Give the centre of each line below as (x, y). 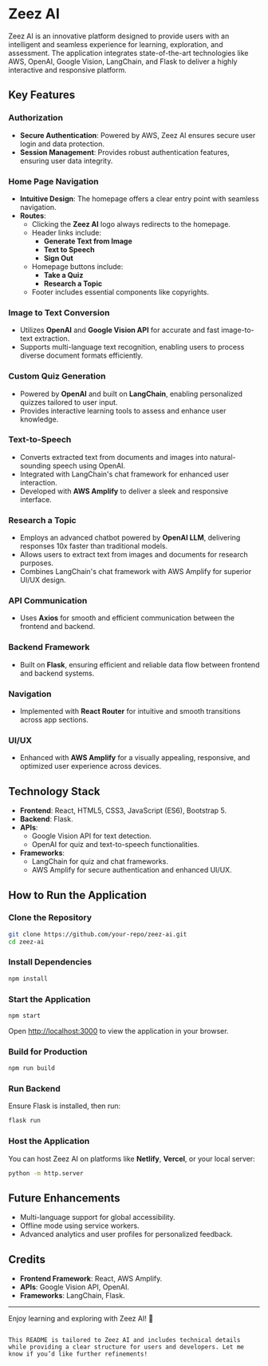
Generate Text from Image (88, 241)
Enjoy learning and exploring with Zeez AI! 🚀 (81, 1319)
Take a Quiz (63, 275)
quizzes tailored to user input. (69, 402)
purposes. (37, 563)
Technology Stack (54, 791)
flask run (25, 1121)
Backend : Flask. (46, 819)
